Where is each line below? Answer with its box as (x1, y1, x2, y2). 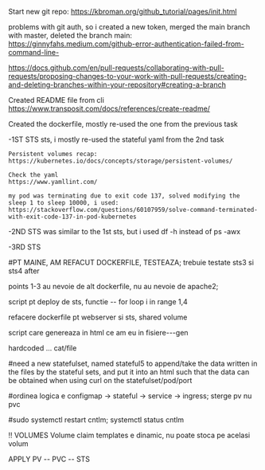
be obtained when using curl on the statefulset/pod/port (8, 376, 193, 385)
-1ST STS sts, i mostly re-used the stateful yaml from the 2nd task (8, 135, 224, 144)
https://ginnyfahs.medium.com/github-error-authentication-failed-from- (8, 39, 245, 49)
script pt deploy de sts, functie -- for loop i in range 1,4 (8, 297, 189, 306)
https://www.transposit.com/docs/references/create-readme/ (8, 104, 211, 113)
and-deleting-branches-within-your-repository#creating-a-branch (8, 80, 227, 89)
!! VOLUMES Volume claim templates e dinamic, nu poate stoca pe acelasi (8, 430, 251, 440)
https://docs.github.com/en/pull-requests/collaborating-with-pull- (8, 63, 224, 72)
